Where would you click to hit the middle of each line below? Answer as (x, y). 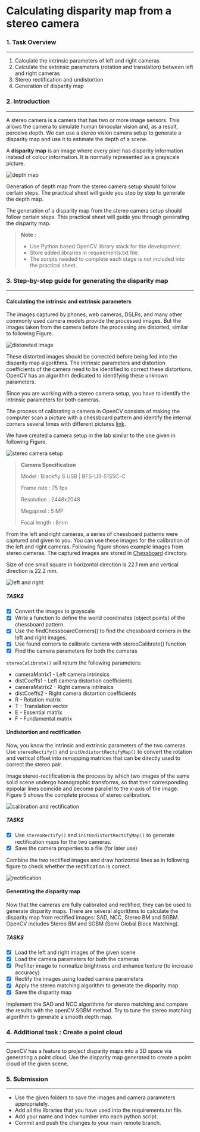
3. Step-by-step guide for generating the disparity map (87, 280)
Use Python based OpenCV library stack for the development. (105, 246)
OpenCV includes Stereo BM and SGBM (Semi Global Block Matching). (93, 924)
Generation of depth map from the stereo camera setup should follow (91, 186)
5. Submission (27, 1079)
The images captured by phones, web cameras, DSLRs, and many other (94, 314)
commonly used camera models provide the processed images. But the (94, 321)
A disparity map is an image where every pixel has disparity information (95, 151)
